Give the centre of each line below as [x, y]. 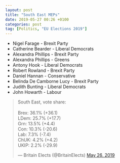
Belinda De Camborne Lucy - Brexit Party [55, 81]
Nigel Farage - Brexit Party [40, 43]
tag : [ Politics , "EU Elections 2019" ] [46, 29]
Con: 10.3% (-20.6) [37, 129]
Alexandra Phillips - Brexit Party [46, 55]
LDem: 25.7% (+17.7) [39, 118]
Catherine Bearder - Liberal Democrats [53, 49]
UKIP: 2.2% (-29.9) [37, 145]
